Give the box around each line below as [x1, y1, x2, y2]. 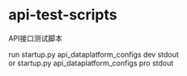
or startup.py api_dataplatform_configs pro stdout [8, 58, 174, 68]
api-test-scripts [8, 6, 117, 24]
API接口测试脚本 [8, 33, 63, 43]
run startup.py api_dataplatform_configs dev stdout [8, 49, 180, 59]
